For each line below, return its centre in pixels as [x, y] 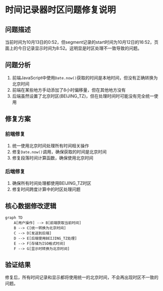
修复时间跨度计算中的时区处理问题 [46, 189]
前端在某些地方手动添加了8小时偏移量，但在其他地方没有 [69, 90]
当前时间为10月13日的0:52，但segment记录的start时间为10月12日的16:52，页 [82, 42]
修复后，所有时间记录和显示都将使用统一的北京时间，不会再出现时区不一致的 [82, 277]
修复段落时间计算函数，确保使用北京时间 [53, 158]
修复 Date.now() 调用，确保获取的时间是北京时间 [59, 152]
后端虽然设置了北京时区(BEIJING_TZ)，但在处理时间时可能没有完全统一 [83, 96]
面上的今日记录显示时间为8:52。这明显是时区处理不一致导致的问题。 [73, 48]
